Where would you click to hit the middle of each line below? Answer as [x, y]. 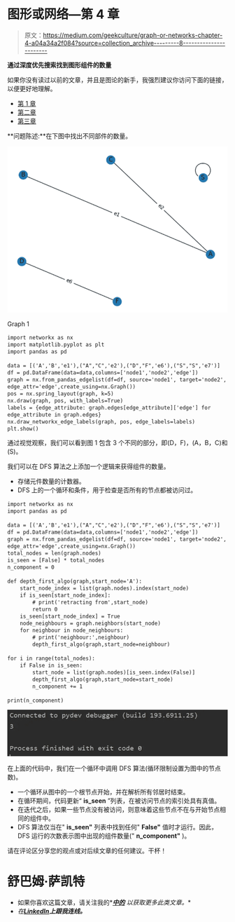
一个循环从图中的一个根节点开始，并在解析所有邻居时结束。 [103, 792]
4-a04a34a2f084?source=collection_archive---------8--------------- [125, 43]
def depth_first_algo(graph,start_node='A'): [74, 582]
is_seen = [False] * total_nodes [56, 561]
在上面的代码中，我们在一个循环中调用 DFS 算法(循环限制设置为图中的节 [111, 768]
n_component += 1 [57, 687]
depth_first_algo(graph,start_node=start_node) [103, 680]
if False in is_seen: [51, 666]
